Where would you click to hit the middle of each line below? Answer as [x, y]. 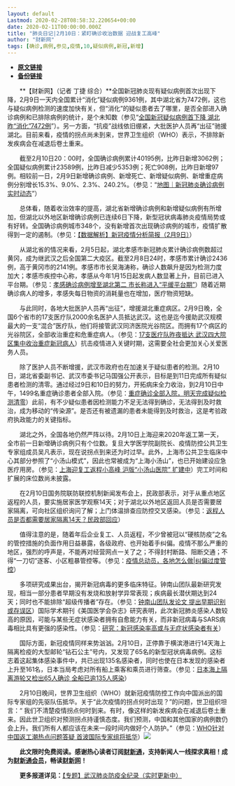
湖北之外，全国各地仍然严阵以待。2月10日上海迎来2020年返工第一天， [121, 434]
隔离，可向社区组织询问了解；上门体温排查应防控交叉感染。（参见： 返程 [116, 510]
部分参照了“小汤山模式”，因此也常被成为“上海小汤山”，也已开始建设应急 [123, 461]
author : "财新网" [31, 40]
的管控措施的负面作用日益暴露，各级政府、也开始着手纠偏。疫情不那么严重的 [117, 543]
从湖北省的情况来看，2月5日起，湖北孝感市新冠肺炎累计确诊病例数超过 [121, 249]
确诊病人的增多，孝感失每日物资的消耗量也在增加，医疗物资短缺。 [102, 293]
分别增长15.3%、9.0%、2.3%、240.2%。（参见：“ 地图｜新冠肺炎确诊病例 [119, 184]
